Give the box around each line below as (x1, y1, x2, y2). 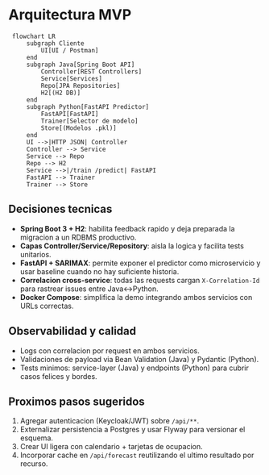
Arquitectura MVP (8, 6, 132, 24)
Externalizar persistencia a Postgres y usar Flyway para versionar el (19, 425, 246, 435)
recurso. (19, 459, 48, 469)
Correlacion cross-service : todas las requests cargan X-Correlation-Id (19, 275, 260, 285)
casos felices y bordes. (19, 371, 98, 381)
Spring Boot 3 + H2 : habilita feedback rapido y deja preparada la (19, 223, 235, 233)
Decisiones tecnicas (8, 202, 113, 216)
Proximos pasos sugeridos (8, 394, 145, 408)
